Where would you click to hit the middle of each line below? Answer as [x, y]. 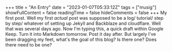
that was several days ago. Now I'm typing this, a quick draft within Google [84, 29]
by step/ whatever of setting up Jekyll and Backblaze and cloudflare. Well [83, 23]
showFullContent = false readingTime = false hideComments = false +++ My [86, 13]
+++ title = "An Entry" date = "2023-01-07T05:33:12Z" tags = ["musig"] [81, 7]
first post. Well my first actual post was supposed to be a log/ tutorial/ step [84, 18]
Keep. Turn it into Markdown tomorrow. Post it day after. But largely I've [81, 34]
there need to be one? [29, 45]
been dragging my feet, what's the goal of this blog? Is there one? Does [81, 39]
